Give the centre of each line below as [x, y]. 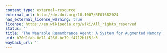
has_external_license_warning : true [44, 19]
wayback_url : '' [22, 43]
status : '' [17, 29]
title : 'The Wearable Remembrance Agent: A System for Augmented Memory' [85, 33]
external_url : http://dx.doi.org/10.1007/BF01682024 [62, 15]
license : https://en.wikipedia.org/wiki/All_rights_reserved [71, 24]
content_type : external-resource [40, 10]
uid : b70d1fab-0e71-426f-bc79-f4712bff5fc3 [52, 38]
